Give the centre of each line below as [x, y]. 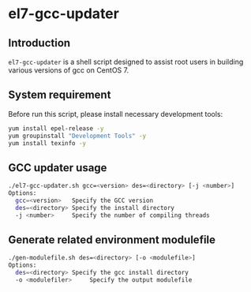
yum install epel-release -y [56, 128]
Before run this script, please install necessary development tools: [116, 114]
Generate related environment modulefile [112, 240]
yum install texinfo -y [47, 143]
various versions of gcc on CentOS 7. [68, 70]
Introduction [39, 43]
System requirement [60, 95]
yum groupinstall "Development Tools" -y [77, 136]
